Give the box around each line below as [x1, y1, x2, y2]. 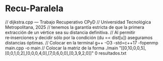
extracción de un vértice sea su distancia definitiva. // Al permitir [5, 29, 136, 35]
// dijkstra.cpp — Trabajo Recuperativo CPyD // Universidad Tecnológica [5, 19, 151, 25]
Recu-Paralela [5, 3, 64, 14]
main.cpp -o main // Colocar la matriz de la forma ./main [5, 45, 118, 51]
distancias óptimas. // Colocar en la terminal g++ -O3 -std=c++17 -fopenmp [5, 40, 158, 45]
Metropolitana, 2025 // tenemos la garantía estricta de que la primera [5, 24, 144, 30]
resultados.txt [98, 50, 127, 56]
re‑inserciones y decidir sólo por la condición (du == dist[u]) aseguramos [5, 35, 153, 41]
